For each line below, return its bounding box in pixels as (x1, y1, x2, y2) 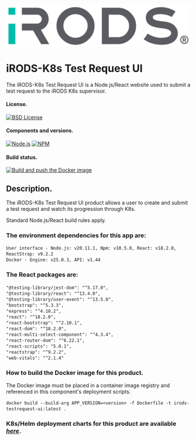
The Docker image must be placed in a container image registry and (6, 381, 170, 388)
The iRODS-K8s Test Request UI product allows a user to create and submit (6, 199, 188, 206)
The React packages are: (6, 271, 78, 279)
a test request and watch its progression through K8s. (6, 206, 136, 213)
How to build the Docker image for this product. (6, 369, 144, 377)
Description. (6, 183, 53, 193)
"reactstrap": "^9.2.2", (6, 349, 67, 355)
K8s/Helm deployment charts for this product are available (6, 419, 177, 428)
